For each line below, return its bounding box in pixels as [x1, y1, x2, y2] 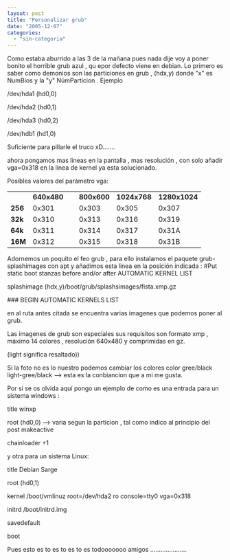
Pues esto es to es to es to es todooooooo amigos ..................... [7, 546, 187, 554]
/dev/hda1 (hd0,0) [7, 90, 57, 98]
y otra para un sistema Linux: [7, 452, 89, 460]
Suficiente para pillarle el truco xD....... [7, 143, 115, 151]
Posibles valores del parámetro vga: [7, 177, 108, 186]
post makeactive [7, 425, 54, 434]
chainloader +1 [7, 439, 49, 447]
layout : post [7, 10, 45, 17]
